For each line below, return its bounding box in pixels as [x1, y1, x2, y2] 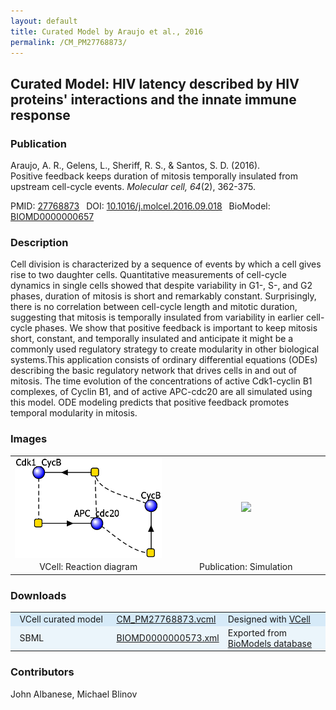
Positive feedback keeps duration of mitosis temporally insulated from [10, 170, 299, 182]
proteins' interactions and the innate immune [10, 91, 297, 108]
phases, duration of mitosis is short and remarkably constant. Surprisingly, [10, 290, 317, 302]
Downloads [10, 588, 67, 602]
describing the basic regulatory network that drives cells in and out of [10, 365, 298, 377]
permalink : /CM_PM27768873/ [10, 37, 128, 47]
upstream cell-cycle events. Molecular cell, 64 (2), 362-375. [10, 181, 256, 193]
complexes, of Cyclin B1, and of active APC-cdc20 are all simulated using [10, 386, 313, 398]
